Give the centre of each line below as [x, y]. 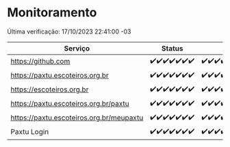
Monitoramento [52, 13]
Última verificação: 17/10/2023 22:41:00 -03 [69, 31]
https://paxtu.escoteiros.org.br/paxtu [70, 104]
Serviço [77, 48]
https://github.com [40, 62]
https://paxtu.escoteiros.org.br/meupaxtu [77, 118]
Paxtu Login [30, 132]
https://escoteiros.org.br [50, 90]
